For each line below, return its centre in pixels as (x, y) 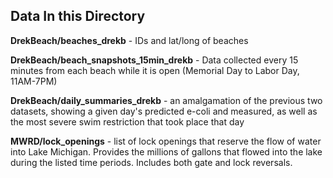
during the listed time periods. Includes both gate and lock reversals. (151, 162)
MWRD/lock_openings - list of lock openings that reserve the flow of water (166, 141)
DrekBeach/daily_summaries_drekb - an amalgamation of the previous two (166, 100)
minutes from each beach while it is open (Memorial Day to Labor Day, (155, 70)
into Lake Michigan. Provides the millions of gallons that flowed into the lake (166, 151)
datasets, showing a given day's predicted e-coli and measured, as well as (164, 111)
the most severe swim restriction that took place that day (127, 121)
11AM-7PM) (34, 81)
